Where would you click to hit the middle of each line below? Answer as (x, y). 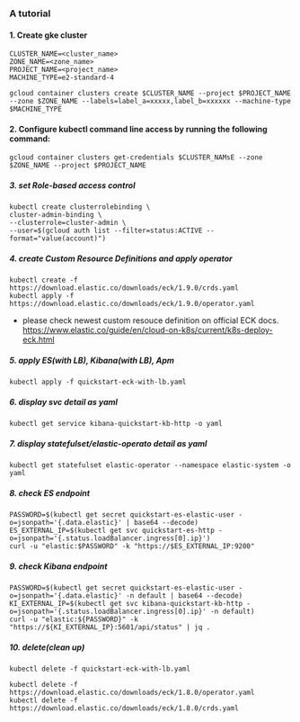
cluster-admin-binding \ (56, 215)
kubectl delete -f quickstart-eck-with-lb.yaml (100, 669)
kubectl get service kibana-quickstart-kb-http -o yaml (116, 424)
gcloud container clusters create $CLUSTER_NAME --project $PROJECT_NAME (150, 94)
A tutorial (30, 14)
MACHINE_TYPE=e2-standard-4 (62, 78)
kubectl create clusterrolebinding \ (80, 207)
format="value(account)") (57, 239)
